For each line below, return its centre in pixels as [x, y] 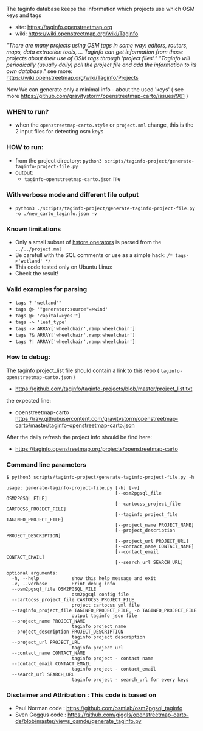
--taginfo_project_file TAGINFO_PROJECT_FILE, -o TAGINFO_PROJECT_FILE [105, 611]
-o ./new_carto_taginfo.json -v [56, 214]
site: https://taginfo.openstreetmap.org [64, 27]
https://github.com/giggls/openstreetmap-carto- [129, 715]
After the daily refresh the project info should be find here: [79, 437]
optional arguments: [33, 573]
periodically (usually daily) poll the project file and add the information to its [101, 65]
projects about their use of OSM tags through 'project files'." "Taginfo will [98, 58]
